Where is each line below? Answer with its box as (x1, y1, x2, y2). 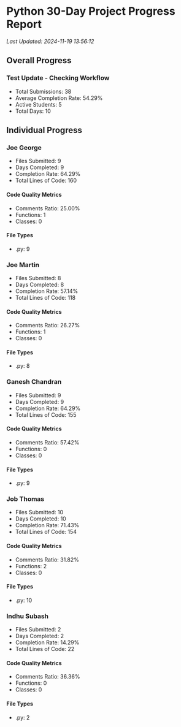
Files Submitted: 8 (15, 275, 61, 282)
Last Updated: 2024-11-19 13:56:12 (6, 37, 94, 45)
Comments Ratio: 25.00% (15, 204, 80, 212)
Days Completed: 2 (15, 633, 64, 640)
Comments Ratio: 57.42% (15, 438, 80, 446)
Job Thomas (6, 495, 45, 503)
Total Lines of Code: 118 (15, 294, 75, 302)
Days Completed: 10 (15, 515, 66, 522)
